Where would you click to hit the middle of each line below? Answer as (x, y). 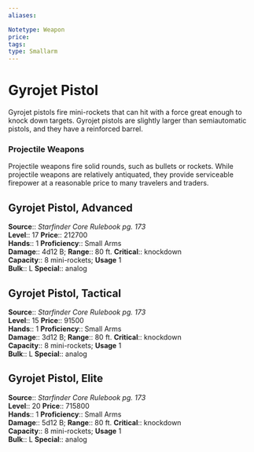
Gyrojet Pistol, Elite (56, 379)
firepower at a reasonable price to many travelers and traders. (109, 183)
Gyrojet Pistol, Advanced (71, 208)
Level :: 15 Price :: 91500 (46, 320)
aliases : (22, 15)
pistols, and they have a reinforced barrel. (75, 129)
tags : (17, 44)
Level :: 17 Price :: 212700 (48, 235)
